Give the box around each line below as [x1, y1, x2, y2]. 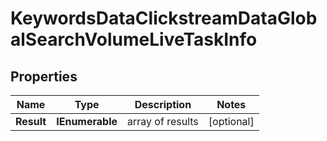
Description [134, 98, 192, 111]
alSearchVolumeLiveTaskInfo [10, 28, 258, 51]
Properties [10, 68, 78, 85]
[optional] [208, 115, 255, 128]
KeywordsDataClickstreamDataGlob [10, 7, 318, 30]
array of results [127, 115, 199, 128]
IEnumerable [56, 115, 118, 128]
